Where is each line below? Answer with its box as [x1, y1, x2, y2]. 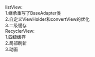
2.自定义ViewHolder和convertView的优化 [5, 16, 90, 22]
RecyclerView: [5, 28, 35, 34]
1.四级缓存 [5, 34, 26, 40]
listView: [5, 4, 23, 10]
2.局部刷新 [5, 40, 27, 46]
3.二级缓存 [5, 22, 27, 28]
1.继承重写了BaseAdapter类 [5, 10, 61, 16]
